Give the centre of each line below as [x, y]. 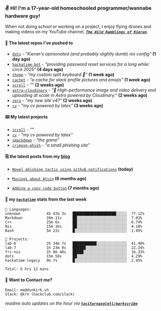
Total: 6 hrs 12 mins [27, 269]
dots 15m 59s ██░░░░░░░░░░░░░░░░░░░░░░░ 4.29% [74, 256]
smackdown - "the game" [36, 140]
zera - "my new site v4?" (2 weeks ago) [52, 100]
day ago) [21, 59]
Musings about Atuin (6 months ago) [49, 178]
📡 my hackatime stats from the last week [46, 199]
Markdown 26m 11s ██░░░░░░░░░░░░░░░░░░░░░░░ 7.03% [74, 218]
